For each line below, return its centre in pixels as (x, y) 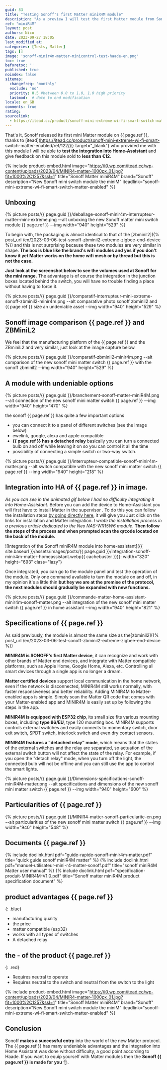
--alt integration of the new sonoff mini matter (109, 602)
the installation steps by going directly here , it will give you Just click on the (83, 515)
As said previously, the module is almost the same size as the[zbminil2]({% (82, 635)
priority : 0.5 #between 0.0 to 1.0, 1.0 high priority (68, 93)
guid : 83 (14, 10)
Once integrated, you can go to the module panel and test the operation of (81, 571)
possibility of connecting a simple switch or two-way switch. (74, 452)
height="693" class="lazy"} (34, 562)
